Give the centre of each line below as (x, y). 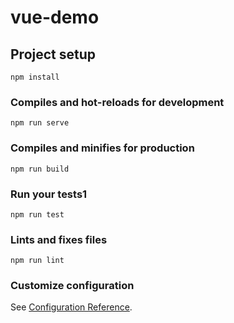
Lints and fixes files (59, 239)
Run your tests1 (49, 194)
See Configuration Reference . (71, 307)
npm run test (37, 214)
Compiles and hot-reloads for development (117, 102)
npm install (35, 77)
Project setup (53, 54)
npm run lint (37, 261)
